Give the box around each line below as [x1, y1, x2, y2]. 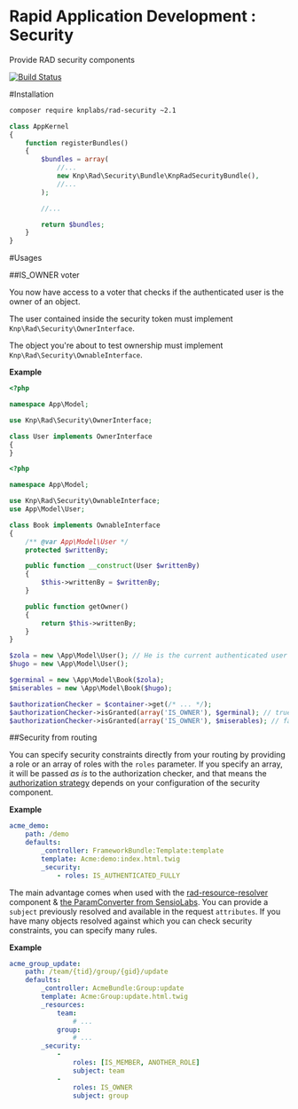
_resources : [41, 1000, 86, 1009]
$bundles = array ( [41, 155, 109, 164]
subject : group [72, 1091, 129, 1100]
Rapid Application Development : [9, 6, 257, 27]
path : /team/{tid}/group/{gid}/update [25, 967, 169, 977]
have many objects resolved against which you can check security [9, 916, 253, 926]
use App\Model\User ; [9, 505, 86, 514]
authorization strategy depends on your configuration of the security [9, 778, 260, 789]
